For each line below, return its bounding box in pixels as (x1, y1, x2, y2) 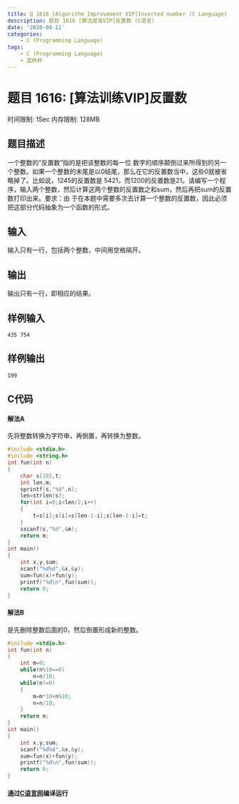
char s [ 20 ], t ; (20, 472, 62, 479)
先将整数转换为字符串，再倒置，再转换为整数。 (7, 431, 144, 440)
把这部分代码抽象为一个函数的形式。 (7, 203, 114, 211)
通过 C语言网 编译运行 (7, 788, 69, 797)
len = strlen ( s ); (20, 492, 65, 500)
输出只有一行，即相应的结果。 (7, 289, 95, 298)
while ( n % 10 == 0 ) (20, 666, 65, 673)
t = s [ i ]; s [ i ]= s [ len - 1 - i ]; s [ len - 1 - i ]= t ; (33, 512, 148, 520)
